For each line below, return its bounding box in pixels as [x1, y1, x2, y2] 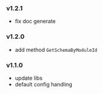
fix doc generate [14, 18, 56, 25]
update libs [14, 74, 43, 82]
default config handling [14, 80, 73, 87]
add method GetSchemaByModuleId [14, 46, 98, 53]
